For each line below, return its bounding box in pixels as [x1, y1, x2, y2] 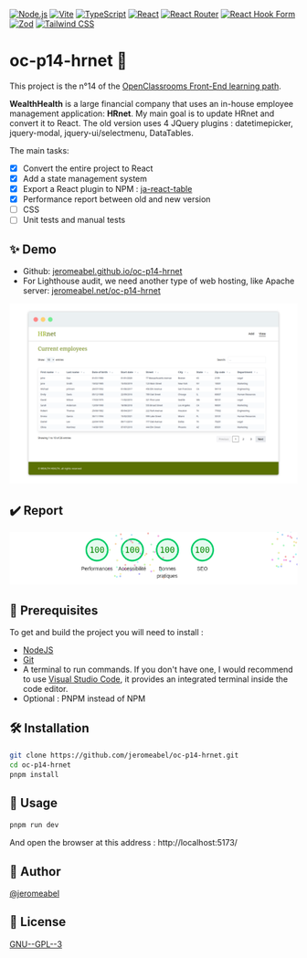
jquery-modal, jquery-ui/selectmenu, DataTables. [9, 127, 195, 138]
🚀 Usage [9, 795, 58, 811]
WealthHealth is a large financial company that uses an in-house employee [9, 98, 294, 109]
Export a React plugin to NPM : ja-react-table [22, 184, 193, 195]
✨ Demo [9, 241, 57, 257]
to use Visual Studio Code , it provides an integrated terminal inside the [22, 674, 289, 685]
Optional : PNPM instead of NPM [22, 693, 146, 704]
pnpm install [9, 770, 59, 779]
